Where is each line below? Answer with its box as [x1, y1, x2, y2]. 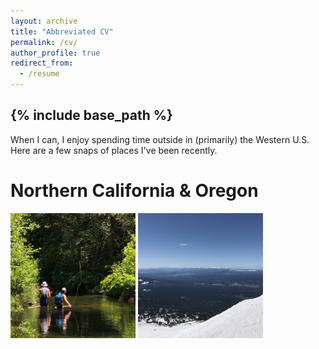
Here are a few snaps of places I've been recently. [10, 144, 218, 156]
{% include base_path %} [10, 107, 173, 124]
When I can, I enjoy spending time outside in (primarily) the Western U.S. [10, 133, 310, 145]
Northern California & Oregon [10, 180, 259, 202]
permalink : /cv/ [10, 37, 78, 47]
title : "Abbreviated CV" [10, 26, 114, 37]
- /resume [19, 69, 60, 79]
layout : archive [10, 16, 78, 26]
